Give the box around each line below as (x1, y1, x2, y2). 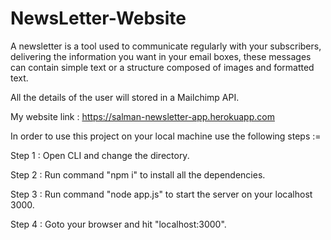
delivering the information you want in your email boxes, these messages (10, 50, 312, 62)
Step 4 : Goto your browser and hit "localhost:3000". (10, 218, 227, 230)
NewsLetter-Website (10, 7, 187, 30)
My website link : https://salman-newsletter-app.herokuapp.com (10, 110, 275, 122)
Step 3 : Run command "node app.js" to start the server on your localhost (10, 188, 313, 200)
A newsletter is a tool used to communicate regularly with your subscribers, (10, 40, 322, 52)
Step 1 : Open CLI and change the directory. (10, 149, 190, 161)
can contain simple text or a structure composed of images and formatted (10, 61, 315, 73)
